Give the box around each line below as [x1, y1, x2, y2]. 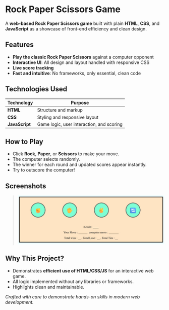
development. [5, 299, 34, 305]
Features [5, 41, 34, 49]
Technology [7, 100, 33, 106]
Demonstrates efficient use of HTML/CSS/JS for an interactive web [12, 267, 154, 273]
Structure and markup [37, 107, 83, 113]
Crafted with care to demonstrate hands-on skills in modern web [5, 293, 140, 300]
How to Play [5, 137, 44, 146]
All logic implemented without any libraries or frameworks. [12, 278, 134, 285]
